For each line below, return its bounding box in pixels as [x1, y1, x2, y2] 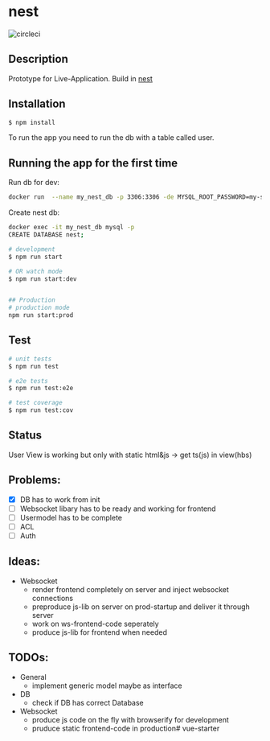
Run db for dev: [8, 178, 60, 187]
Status [8, 429, 43, 443]
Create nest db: [8, 208, 60, 217]
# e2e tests [8, 377, 48, 385]
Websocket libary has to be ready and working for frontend [19, 504, 216, 513]
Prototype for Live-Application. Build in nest [8, 73, 153, 83]
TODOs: [8, 651, 49, 665]
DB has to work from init [19, 494, 100, 504]
